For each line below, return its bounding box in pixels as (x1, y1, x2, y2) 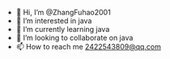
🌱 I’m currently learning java (15, 25, 110, 33)
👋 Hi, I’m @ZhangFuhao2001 (15, 8, 111, 17)
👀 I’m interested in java (15, 16, 92, 26)
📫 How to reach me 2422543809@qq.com (15, 42, 162, 51)
